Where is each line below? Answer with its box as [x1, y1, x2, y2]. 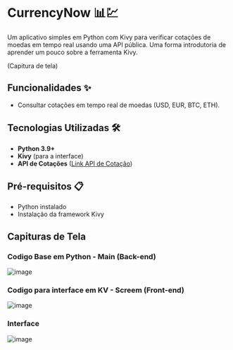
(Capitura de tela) [7, 61, 58, 70]
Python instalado [17, 203, 67, 211]
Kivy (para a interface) [17, 151, 84, 160]
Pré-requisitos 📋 [7, 180, 84, 192]
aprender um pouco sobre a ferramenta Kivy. [7, 48, 139, 56]
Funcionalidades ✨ [7, 82, 92, 94]
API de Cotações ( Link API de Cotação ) [17, 159, 133, 168]
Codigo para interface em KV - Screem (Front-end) [7, 285, 184, 295]
